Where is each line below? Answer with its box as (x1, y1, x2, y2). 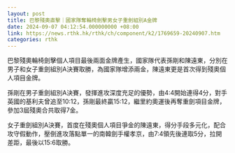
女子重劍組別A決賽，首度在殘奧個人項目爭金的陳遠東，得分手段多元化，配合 (7, 121, 226, 129)
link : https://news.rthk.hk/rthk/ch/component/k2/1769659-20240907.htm (7, 29, 220, 37)
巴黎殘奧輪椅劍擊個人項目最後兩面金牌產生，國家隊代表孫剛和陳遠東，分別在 (7, 57, 228, 65)
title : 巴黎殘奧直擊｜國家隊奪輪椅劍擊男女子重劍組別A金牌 (7, 17, 157, 24)
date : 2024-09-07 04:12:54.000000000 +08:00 (7, 23, 139, 30)
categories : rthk (7, 36, 58, 43)
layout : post (7, 10, 45, 17)
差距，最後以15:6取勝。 (7, 138, 75, 147)
